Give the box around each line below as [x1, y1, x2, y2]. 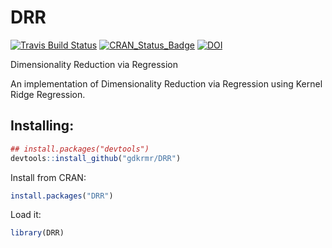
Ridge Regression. [10, 88, 86, 100]
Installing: [10, 117, 75, 135]
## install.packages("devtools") [10, 144, 150, 154]
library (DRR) [10, 228, 65, 238]
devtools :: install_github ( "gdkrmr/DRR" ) [10, 153, 182, 163]
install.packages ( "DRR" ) [10, 191, 114, 201]
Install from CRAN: [10, 171, 87, 183]
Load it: [10, 209, 42, 221]
